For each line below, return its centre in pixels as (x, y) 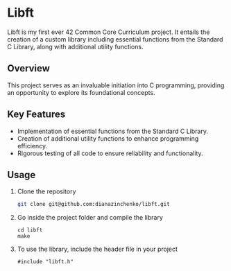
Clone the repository (46, 191)
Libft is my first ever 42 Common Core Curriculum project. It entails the (109, 32)
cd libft (30, 230)
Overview (29, 68)
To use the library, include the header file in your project (97, 249)
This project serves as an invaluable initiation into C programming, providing (116, 85)
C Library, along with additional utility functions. (75, 46)
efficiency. (32, 146)
